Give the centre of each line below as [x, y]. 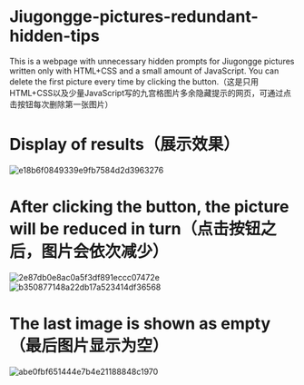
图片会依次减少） [105, 252]
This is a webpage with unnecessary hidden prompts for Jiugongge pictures [152, 61]
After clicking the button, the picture [149, 207]
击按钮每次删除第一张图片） [61, 104]
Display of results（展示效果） [125, 145]
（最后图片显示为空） [89, 346]
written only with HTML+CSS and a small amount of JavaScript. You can [144, 71]
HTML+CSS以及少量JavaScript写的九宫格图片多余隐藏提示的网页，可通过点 [151, 93]
